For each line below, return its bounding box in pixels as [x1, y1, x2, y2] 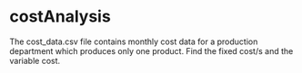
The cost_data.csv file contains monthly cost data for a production [9, 36, 258, 47]
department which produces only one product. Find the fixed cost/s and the [9, 45, 294, 56]
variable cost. [9, 55, 61, 66]
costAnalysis [9, 6, 111, 27]
